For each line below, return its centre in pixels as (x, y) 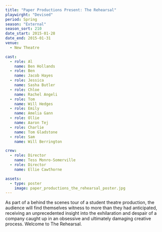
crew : (11, 151)
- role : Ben (23, 71)
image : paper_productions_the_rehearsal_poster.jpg (70, 188)
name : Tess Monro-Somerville (45, 160)
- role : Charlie (27, 127)
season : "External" (26, 24)
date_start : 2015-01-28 (30, 33)
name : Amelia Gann (34, 113)
